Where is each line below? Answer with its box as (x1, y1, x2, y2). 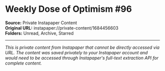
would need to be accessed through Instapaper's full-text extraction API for (5, 55, 159, 61)
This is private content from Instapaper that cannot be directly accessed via (5, 44, 160, 50)
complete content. (5, 60, 42, 66)
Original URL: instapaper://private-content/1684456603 (5, 25, 119, 31)
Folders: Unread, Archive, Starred (5, 30, 74, 36)
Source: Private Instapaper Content (5, 20, 77, 26)
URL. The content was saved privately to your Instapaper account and (5, 49, 148, 55)
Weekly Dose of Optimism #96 (5, 3, 132, 15)
